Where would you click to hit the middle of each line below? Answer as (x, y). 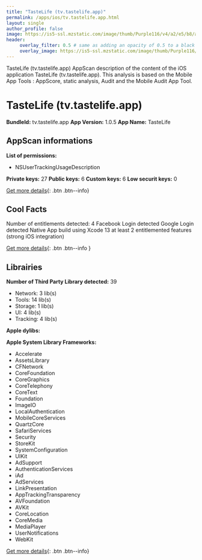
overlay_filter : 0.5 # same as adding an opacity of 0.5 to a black (107, 46)
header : (16, 40)
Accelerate (28, 354)
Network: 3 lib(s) (36, 293)
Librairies (24, 267)
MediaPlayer (30, 527)
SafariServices (33, 431)
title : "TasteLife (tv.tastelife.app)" (56, 12)
